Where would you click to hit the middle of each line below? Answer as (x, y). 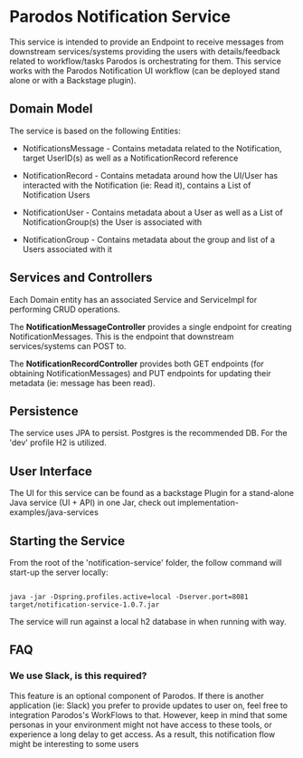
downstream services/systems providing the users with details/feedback (145, 51)
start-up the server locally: (59, 572)
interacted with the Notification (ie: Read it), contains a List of (137, 185)
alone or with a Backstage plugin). (73, 80)
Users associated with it (67, 249)
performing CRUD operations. (65, 309)
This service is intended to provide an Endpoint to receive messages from (147, 42)
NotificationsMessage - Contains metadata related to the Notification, (152, 148)
